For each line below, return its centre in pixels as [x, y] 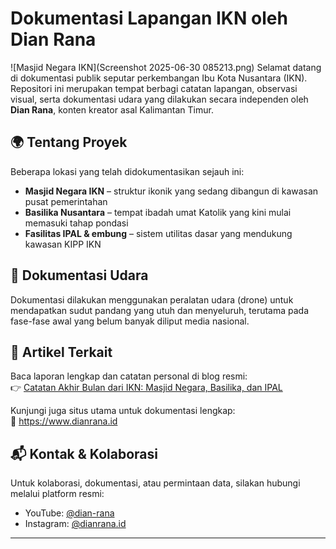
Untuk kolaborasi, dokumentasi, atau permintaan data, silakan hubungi [155, 483]
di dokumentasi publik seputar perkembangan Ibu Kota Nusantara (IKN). [159, 78]
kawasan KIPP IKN [63, 244]
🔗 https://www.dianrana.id [64, 421]
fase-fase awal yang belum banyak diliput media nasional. [130, 321]
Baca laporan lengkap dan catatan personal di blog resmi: [129, 376]
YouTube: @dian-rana [69, 513]
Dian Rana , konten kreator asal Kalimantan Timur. [112, 109]
